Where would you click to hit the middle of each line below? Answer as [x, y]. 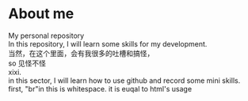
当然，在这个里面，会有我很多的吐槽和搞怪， [81, 53]
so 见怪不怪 [27, 63]
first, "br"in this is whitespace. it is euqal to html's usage [100, 88]
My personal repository [46, 36]
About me [41, 14]
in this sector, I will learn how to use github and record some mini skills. [124, 80]
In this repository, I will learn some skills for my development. [108, 43]
